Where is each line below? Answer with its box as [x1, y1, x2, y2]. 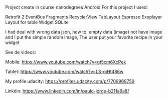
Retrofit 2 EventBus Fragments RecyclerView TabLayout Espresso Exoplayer [5, 14, 162, 19]
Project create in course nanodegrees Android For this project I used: [5, 4, 148, 10]
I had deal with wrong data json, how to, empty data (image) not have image [5, 29, 162, 34]
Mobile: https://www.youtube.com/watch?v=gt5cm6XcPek [5, 59, 126, 64]
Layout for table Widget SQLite [5, 19, 69, 25]
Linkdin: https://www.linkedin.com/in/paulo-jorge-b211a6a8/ [5, 88, 129, 94]
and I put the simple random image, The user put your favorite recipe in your [5, 34, 163, 40]
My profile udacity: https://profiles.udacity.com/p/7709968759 [5, 78, 135, 84]
